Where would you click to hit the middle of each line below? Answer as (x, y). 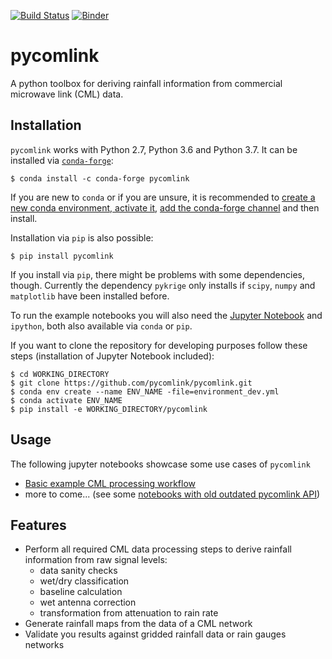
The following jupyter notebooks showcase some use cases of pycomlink (160, 464)
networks (44, 645)
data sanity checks (78, 571)
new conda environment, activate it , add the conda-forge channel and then (165, 207)
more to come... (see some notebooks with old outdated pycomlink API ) (172, 494)
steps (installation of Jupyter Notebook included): (112, 356)
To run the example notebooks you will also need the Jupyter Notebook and (166, 315)
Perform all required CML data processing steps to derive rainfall (158, 549)
